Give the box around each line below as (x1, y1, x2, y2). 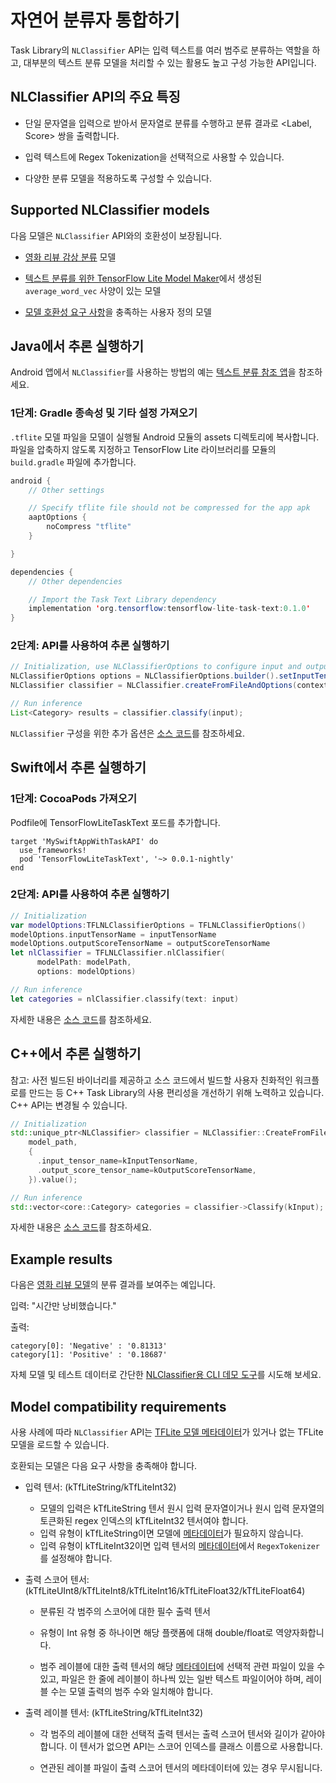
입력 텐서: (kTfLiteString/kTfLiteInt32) (24, 1481, 177, 1493)
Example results (10, 1251, 113, 1268)
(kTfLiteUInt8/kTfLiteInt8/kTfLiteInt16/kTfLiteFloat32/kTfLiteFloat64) (24, 1585, 306, 1597)
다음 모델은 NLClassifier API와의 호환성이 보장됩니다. (10, 229, 223, 241)
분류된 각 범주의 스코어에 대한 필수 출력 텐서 (39, 1606, 211, 1618)
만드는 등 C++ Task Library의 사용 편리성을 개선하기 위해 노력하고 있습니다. (28, 1086, 325, 1098)
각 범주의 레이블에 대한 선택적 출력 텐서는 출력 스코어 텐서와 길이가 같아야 (39, 1728, 326, 1740)
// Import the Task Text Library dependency (28, 594, 217, 605)
